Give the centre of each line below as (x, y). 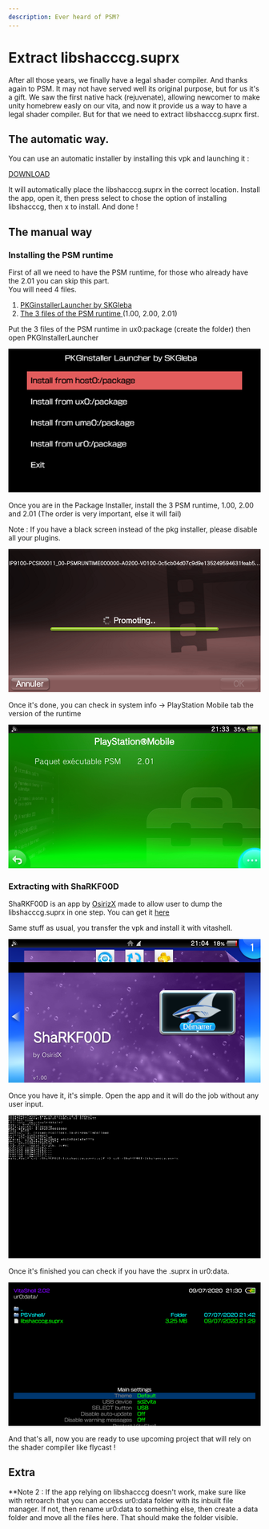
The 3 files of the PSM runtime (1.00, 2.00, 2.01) (98, 314)
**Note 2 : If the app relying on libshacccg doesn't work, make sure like (127, 1492)
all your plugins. (34, 537)
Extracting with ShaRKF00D (64, 886)
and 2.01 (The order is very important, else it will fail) (95, 513)
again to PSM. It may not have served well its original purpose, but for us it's (134, 88)
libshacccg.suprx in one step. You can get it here (89, 912)
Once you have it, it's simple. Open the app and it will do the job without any (134, 1095)
